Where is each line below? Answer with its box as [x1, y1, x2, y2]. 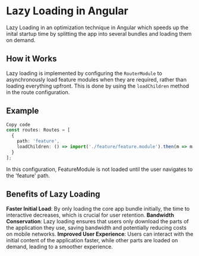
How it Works [6, 54, 57, 64]
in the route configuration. [6, 88, 70, 96]
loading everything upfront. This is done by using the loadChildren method [6, 82, 189, 89]
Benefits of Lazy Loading [6, 189, 100, 199]
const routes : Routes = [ [6, 127, 70, 133]
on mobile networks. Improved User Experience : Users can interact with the [6, 230, 194, 238]
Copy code [6, 121, 31, 127]
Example [6, 106, 39, 116]
